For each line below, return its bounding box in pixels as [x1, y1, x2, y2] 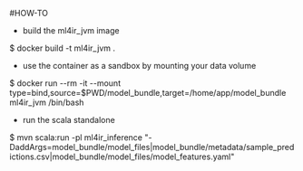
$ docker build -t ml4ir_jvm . [9, 43, 116, 53]
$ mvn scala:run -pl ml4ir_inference [9, 132, 143, 143]
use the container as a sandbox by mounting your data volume [22, 61, 257, 71]
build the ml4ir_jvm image [22, 25, 120, 35]
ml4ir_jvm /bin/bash [9, 97, 84, 108]
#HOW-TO [9, 8, 48, 18]
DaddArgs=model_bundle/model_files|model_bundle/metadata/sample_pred [9, 142, 295, 152]
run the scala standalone [22, 115, 115, 125]
